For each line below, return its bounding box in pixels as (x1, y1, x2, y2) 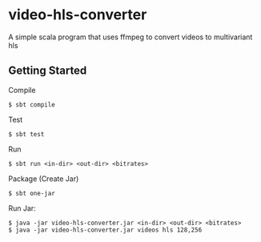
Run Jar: (8, 203, 36, 213)
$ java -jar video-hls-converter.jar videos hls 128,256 (8, 226, 203, 234)
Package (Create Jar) (8, 174, 79, 184)
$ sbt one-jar (8, 189, 56, 197)
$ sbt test (8, 130, 45, 138)
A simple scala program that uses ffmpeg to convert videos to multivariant (8, 32, 253, 42)
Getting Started (8, 64, 87, 78)
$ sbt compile (8, 100, 56, 109)
